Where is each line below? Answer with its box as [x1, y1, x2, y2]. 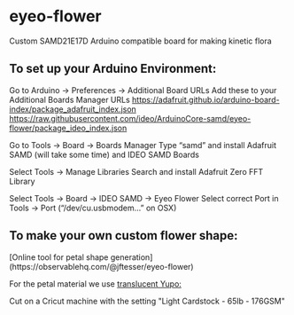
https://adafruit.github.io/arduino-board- [131, 94, 281, 105]
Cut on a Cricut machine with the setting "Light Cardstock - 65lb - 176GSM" [9, 295, 285, 306]
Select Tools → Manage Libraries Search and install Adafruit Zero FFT [9, 166, 264, 177]
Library [9, 176, 35, 186]
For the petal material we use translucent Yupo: [9, 278, 182, 289]
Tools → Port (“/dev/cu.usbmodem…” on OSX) [9, 202, 177, 213]
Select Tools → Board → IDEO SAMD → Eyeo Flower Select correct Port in [9, 193, 279, 203]
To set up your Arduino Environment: [9, 61, 217, 76]
